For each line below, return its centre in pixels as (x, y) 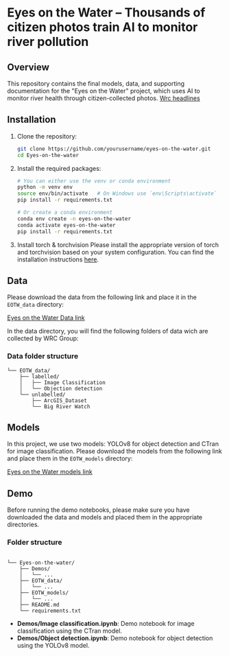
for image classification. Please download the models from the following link (115, 452)
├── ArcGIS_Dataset (60, 400)
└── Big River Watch (61, 406)
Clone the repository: (47, 136)
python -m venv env (45, 187)
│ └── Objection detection (61, 388)
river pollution (48, 42)
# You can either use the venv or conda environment (94, 181)
